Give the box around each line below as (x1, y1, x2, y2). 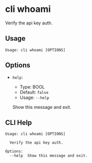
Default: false (19, 89, 49, 95)
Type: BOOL (19, 83, 45, 90)
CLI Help (5, 118, 32, 127)
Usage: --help (19, 94, 49, 100)
